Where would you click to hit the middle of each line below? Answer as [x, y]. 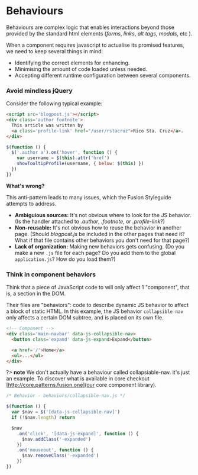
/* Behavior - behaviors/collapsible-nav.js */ [66, 396]
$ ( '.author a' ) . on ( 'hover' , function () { [64, 153]
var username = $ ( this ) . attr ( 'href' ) [63, 158]
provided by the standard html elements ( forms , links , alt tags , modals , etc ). [99, 33]
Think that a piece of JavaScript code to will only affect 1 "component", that [98, 287]
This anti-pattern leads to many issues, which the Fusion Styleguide [89, 197]
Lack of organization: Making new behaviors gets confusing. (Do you [100, 246]
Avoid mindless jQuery [39, 91]
